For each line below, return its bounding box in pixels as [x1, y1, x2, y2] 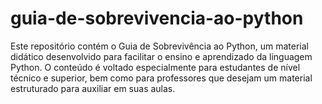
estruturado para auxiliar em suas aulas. [10, 82, 176, 94]
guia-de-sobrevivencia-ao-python [10, 7, 304, 30]
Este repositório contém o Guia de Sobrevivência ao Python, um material [10, 40, 309, 52]
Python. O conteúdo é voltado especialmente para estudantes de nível [10, 61, 301, 73]
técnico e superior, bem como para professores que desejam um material [10, 72, 313, 84]
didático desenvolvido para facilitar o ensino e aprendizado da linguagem [10, 50, 313, 62]
